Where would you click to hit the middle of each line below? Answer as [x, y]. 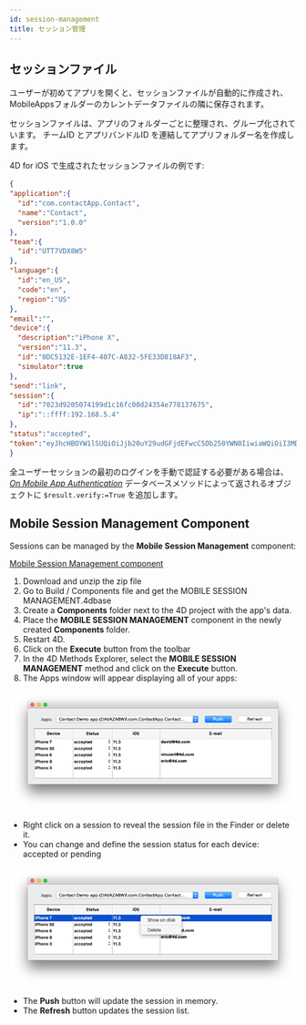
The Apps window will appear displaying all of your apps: [130, 678]
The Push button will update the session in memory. [120, 1001]
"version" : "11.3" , [53, 348]
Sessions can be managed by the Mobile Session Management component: [153, 546]
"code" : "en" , [42, 290]
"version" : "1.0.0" [53, 222]
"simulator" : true [51, 366]
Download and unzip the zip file [82, 581]
